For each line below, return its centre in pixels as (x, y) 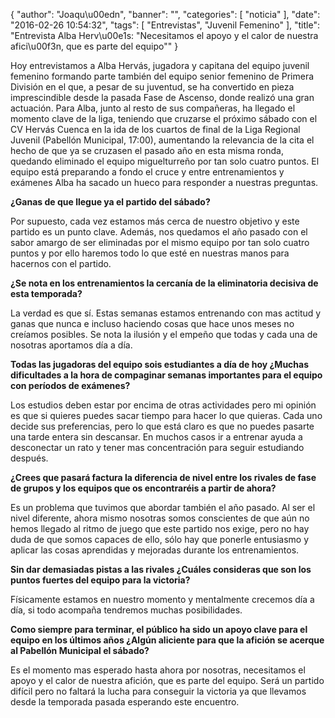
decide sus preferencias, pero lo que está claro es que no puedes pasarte (162, 426)
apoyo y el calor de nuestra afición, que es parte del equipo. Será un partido (167, 680)
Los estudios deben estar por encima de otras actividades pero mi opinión (163, 405)
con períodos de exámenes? (70, 385)
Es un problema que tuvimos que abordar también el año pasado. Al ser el (163, 507)
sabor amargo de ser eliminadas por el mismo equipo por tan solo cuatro (160, 242)
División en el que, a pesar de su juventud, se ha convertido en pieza (152, 87)
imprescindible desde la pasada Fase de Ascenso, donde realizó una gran (162, 97)
